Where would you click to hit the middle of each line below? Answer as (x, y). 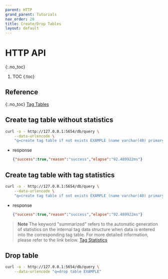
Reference (22, 92)
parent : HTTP (19, 10)
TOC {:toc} (23, 77)
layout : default (22, 28)
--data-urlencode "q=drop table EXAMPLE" (58, 272)
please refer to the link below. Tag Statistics (62, 240)
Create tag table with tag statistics (60, 175)
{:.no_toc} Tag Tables (27, 104)
